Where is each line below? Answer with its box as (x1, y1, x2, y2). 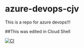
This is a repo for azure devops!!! (5, 19, 71, 25)
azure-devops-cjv (5, 3, 79, 14)
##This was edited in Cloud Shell (5, 28, 71, 34)
